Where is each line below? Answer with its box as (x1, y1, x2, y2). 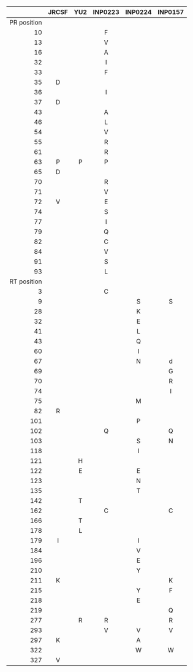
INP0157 (157, 8, 184, 16)
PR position (9, 18, 42, 26)
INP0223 (93, 8, 119, 16)
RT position (9, 277, 42, 286)
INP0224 (125, 8, 152, 16)
